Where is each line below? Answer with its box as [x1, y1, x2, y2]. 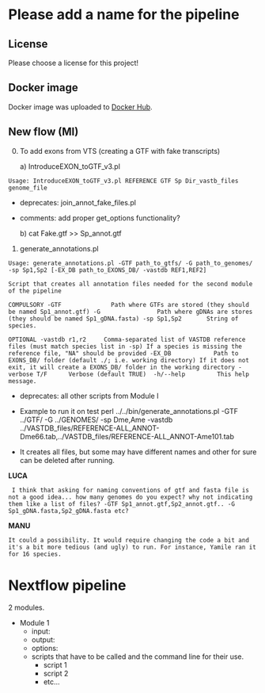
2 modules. [8, 603, 45, 612]
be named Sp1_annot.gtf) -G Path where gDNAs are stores [8, 308, 253, 316]
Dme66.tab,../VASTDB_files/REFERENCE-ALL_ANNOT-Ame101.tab [19, 431, 235, 441]
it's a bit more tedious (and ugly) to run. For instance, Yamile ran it [8, 543, 257, 551]
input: [31, 626, 51, 636]
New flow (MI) [8, 125, 79, 139]
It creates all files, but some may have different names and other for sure [19, 446, 257, 457]
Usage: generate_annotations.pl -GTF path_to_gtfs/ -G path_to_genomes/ [8, 259, 253, 267]
